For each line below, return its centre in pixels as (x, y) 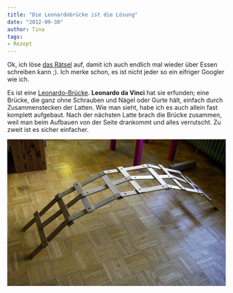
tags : (15, 37)
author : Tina (26, 29)
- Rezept (20, 44)
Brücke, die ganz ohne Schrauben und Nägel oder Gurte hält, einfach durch (115, 100)
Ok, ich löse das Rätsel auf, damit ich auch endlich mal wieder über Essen (112, 65)
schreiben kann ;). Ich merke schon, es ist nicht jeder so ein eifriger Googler (116, 72)
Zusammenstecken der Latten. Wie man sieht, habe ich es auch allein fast (113, 108)
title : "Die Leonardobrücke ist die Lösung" (72, 15)
